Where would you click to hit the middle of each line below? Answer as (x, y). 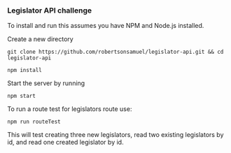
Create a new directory (40, 39)
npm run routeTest (34, 122)
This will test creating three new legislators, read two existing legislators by (115, 135)
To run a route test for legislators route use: (70, 109)
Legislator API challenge (50, 10)
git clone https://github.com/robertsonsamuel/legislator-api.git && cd (115, 52)
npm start (22, 96)
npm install (24, 71)
